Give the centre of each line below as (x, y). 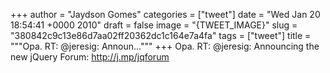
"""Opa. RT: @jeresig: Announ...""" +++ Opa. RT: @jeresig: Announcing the (165, 46)
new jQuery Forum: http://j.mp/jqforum (90, 57)
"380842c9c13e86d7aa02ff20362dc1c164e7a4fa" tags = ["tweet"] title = (161, 35)
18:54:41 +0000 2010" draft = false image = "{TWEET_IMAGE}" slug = (154, 25)
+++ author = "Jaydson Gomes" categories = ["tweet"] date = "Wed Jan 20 (165, 14)
